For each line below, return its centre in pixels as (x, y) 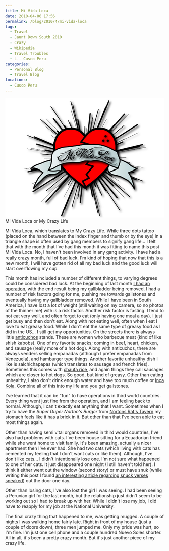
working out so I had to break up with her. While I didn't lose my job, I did (81, 501)
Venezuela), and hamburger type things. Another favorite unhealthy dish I (81, 359)
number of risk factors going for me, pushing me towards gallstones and (80, 294)
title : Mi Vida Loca (27, 11)
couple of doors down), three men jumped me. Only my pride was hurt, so (82, 527)
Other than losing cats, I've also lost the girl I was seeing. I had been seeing (84, 490)
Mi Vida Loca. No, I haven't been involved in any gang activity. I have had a (83, 252)
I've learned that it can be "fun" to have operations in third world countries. (83, 395)
